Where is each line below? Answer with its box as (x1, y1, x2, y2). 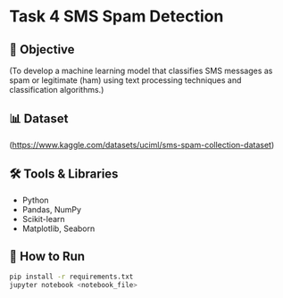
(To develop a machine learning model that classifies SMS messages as (9, 65, 273, 76)
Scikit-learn (21, 213, 65, 224)
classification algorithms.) (9, 85, 104, 95)
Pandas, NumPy (21, 203, 82, 215)
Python (21, 195, 49, 205)
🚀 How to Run (9, 249, 86, 264)
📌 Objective (9, 42, 75, 57)
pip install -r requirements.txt (9, 272, 134, 282)
